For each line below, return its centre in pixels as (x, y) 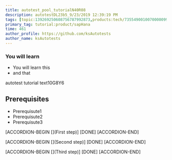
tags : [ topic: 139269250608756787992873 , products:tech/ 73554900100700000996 (88, 19)
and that (21, 73)
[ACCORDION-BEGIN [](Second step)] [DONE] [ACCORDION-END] (76, 142)
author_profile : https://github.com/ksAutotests (58, 34)
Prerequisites (27, 99)
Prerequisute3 (28, 122)
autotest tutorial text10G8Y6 (35, 83)
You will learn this (31, 67)
